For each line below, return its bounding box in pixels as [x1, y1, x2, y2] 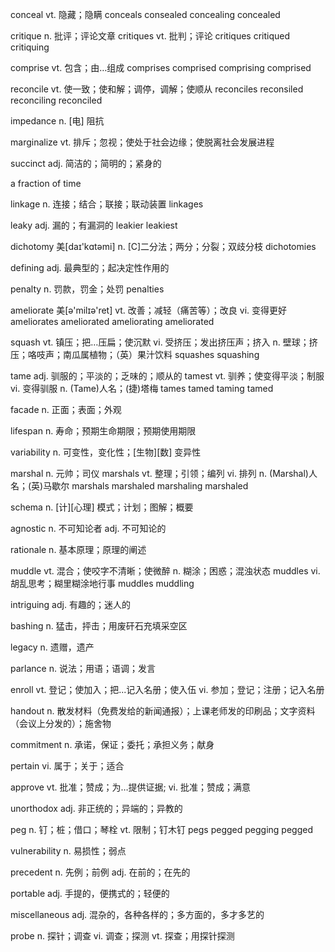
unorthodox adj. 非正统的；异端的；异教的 [10, 803, 183, 814]
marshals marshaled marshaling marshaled [71, 480, 249, 492]
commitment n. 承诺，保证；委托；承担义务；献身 [10, 739, 215, 750]
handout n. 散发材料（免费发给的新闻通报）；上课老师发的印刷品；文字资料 [10, 705, 316, 717]
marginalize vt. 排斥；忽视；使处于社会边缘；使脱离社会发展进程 [10, 136, 275, 148]
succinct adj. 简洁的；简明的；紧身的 [10, 158, 162, 169]
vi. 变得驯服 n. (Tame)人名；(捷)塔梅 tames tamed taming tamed [10, 383, 274, 394]
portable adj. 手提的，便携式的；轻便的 [10, 888, 170, 899]
